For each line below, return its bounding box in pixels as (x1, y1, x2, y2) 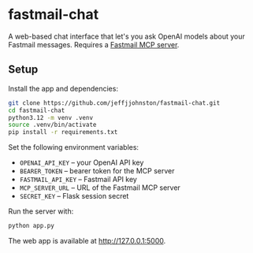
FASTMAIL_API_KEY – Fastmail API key (19, 175, 138, 184)
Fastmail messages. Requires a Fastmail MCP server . (8, 39, 180, 49)
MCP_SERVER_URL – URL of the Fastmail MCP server (19, 183, 181, 192)
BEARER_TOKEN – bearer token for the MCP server (19, 166, 175, 176)
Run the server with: (8, 206, 74, 216)
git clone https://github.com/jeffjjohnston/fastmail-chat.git (8, 99, 221, 107)
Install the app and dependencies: (8, 84, 118, 93)
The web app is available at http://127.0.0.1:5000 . (8, 236, 166, 245)
